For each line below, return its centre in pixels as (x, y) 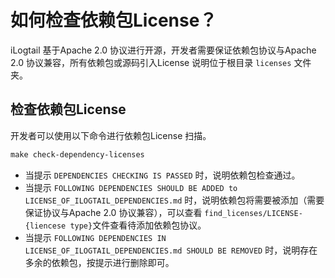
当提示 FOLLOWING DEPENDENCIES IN (95, 237)
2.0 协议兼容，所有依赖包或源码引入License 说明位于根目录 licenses (151, 62)
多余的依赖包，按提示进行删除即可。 (99, 262)
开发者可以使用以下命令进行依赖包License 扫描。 (111, 135)
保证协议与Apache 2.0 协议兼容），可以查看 (113, 212)
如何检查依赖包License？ (114, 20)
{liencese (45, 226)
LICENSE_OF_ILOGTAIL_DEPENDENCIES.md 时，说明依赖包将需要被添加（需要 (174, 200)
